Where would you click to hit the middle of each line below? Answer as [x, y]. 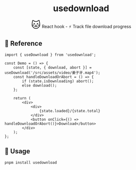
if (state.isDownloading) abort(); [58, 81]
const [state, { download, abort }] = [52, 68]
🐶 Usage [17, 151]
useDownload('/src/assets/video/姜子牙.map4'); [52, 73]
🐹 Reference [23, 43]
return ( [22, 98]
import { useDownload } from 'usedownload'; [50, 55]
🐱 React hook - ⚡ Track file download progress [81, 25]
